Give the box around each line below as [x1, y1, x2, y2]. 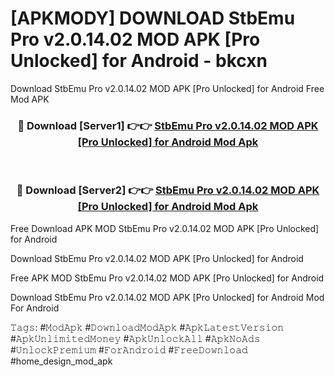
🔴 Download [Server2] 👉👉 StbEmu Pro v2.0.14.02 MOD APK [16, 183, 320, 197]
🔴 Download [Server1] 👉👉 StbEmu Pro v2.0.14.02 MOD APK [17, 118, 319, 132]
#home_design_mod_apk [10, 355, 113, 367]
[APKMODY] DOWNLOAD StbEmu [10, 7, 296, 30]
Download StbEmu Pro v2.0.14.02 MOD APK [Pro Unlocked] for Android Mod [10, 291, 325, 303]
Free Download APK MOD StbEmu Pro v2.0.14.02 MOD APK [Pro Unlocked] [10, 222, 320, 234]
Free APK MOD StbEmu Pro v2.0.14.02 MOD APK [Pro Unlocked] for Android [10, 272, 325, 284]
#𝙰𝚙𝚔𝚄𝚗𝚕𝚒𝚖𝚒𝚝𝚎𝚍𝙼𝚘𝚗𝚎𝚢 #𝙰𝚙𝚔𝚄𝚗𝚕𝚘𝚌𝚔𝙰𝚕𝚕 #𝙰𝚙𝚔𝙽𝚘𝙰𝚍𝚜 [10, 332, 261, 344]
